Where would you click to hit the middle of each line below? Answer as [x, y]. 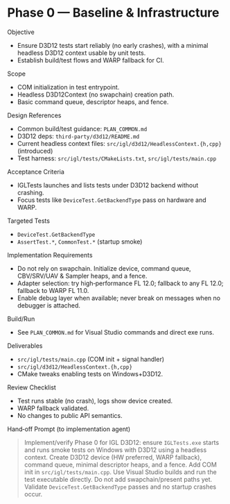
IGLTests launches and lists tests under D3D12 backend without [108, 185]
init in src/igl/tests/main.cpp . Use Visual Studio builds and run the [120, 472]
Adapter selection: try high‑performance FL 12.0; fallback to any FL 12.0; [120, 283]
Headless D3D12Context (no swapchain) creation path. [96, 94]
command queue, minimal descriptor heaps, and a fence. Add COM [120, 464]
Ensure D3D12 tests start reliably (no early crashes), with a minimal [113, 45]
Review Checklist [32, 387]
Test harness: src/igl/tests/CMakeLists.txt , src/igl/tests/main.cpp [117, 158]
